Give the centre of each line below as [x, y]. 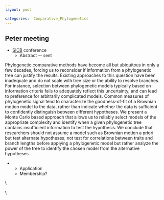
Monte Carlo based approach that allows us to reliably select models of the [81, 117]
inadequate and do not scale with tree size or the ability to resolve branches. [82, 81]
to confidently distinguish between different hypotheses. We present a [76, 112]
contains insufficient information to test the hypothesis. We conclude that [79, 128]
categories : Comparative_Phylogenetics [47, 18]
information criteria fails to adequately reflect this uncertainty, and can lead [81, 91]
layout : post [18, 10]
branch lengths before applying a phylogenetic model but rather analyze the [82, 143]
